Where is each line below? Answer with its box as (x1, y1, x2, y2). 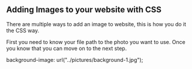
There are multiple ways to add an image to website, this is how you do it (6, 20, 187, 27)
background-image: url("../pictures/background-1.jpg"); (6, 56, 143, 63)
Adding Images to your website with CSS (6, 5, 162, 15)
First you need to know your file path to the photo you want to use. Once (6, 38, 186, 45)
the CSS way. (6, 27, 40, 34)
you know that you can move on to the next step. (6, 45, 127, 52)
